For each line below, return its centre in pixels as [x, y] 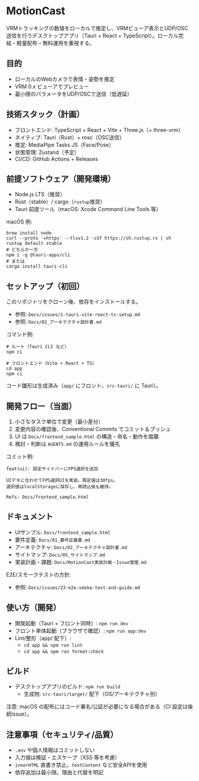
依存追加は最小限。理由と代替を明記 [59, 772]
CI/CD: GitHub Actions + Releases [56, 159]
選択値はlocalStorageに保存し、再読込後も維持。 [60, 487]
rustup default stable [34, 244]
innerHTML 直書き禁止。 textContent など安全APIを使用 [81, 765]
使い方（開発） [34, 608]
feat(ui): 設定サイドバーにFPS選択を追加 [52, 469]
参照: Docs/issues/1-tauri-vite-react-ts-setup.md [78, 314]
